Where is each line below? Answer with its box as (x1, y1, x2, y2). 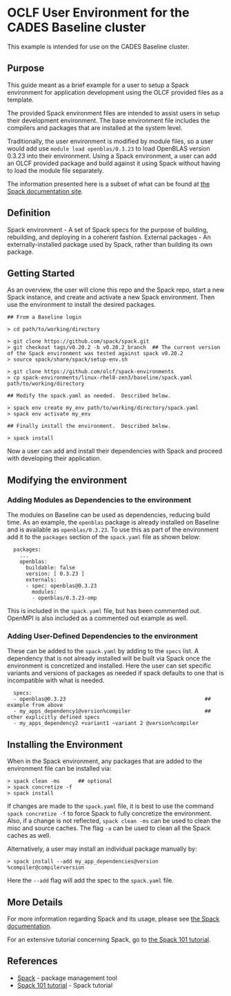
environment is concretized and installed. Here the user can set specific (7, 661, 212, 670)
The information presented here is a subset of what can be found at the (7, 180, 210, 188)
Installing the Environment (7, 738, 123, 751)
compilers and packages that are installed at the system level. (7, 123, 183, 132)
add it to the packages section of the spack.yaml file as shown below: (7, 533, 201, 541)
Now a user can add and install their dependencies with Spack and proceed (7, 447, 223, 455)
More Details (7, 896, 63, 908)
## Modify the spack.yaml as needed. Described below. (7, 393, 171, 400)
